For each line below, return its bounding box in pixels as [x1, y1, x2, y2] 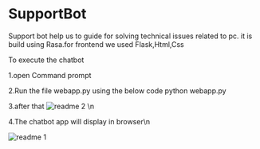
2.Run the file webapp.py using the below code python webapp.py [8, 85, 227, 96]
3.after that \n [8, 101, 94, 111]
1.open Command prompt [8, 70, 92, 80]
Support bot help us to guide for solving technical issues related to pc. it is [8, 31, 253, 41]
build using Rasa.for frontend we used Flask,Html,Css [8, 39, 185, 49]
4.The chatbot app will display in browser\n [8, 116, 150, 126]
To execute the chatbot [8, 55, 85, 65]
